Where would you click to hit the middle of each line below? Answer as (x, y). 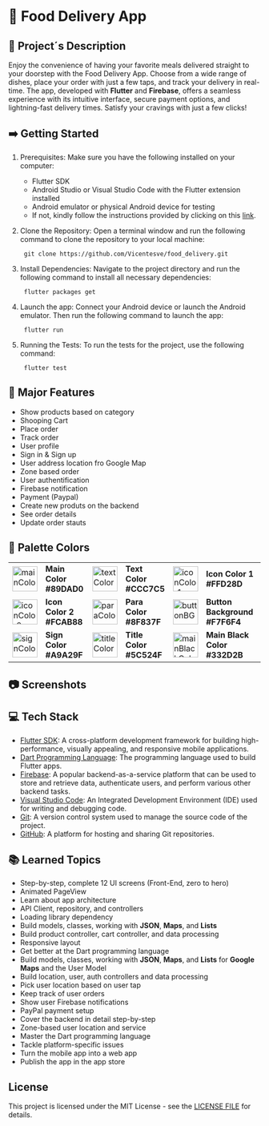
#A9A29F (64, 655)
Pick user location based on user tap (80, 985)
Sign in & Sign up (48, 454)
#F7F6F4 (223, 622)
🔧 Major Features (52, 393)
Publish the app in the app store (72, 1062)
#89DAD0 (64, 589)
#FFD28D (224, 584)
